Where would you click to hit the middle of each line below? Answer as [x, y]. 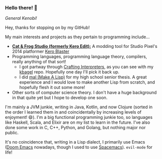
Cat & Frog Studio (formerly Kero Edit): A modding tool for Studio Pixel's [85, 46]
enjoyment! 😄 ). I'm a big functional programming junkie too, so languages [79, 117]
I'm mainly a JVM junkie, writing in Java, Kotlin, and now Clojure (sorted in [79, 107]
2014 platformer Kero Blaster [41, 51]
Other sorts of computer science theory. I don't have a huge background [84, 93]
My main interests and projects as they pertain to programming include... [77, 37]
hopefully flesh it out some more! [52, 87]
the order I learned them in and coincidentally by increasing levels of [73, 112]
